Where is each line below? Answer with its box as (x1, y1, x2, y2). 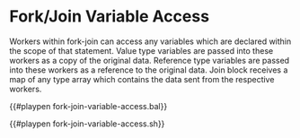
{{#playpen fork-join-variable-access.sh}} (9, 118, 165, 129)
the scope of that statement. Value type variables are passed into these (9, 45, 274, 56)
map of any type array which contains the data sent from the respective (9, 73, 275, 84)
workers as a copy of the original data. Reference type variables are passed (9, 55, 290, 65)
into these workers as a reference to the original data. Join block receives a (9, 65, 288, 75)
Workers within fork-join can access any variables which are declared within (9, 36, 292, 47)
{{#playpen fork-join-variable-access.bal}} (9, 100, 168, 111)
